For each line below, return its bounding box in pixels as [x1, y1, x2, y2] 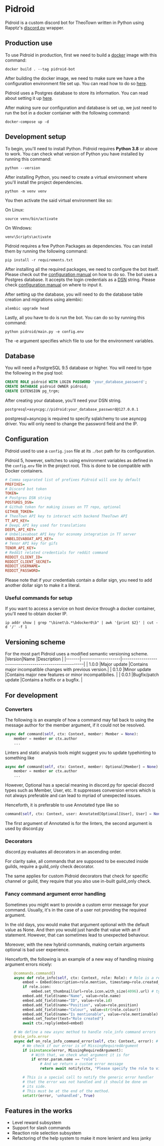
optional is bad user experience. [5, 946, 70, 953]
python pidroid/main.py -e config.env [5, 329, 84, 334]
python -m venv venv [5, 188, 47, 194]
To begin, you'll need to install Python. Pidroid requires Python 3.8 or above [5, 145, 158, 151]
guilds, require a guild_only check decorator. [5, 864, 95, 869]
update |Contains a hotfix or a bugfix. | [5, 677, 83, 683]
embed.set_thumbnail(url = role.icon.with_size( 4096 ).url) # [31, 989, 154, 994]
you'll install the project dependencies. [5, 179, 83, 185]
